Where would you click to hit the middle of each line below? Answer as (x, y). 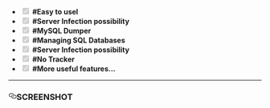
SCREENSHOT (45, 97)
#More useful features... (74, 69)
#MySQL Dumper (61, 31)
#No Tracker (53, 59)
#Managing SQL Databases (79, 40)
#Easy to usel (55, 12)
